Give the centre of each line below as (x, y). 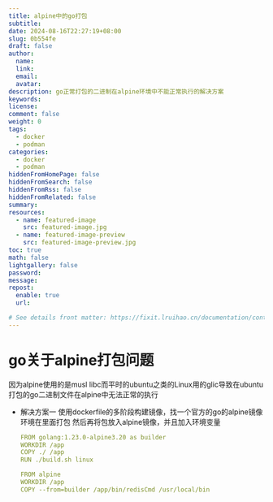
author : (22, 54)
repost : (22, 288)
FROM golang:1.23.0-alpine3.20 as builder (93, 437)
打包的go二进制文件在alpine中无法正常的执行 (83, 394)
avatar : (29, 84)
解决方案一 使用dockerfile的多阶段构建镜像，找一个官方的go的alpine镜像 (141, 412)
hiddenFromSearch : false (50, 182)
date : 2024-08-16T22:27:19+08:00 (65, 31)
